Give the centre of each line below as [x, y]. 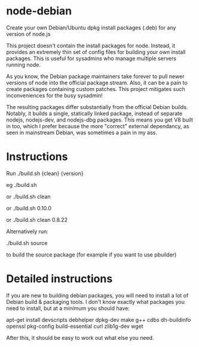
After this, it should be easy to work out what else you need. [80, 337]
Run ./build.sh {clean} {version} [45, 173]
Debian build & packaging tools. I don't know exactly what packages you [96, 301]
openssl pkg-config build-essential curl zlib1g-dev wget [75, 326]
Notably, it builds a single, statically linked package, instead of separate [94, 113]
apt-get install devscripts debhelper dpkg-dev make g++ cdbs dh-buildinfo [99, 319]
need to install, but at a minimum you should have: [68, 308]
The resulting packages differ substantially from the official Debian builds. [97, 107]
